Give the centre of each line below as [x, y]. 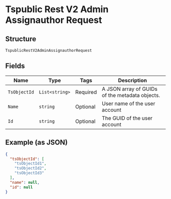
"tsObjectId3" [29, 173]
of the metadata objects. [131, 95]
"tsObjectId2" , [31, 169]
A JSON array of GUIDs [130, 89]
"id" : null [21, 187]
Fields [15, 66]
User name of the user [128, 104]
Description [132, 80]
